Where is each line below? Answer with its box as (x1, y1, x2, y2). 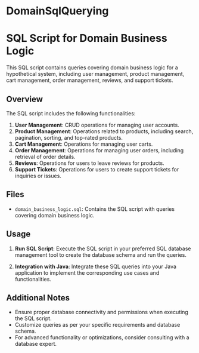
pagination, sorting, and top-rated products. (14, 134, 123, 141)
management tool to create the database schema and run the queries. (14, 251, 186, 258)
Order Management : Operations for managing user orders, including (14, 146, 184, 154)
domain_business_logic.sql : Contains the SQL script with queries (14, 205, 175, 213)
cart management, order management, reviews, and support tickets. (6, 76, 174, 84)
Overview (6, 94, 43, 104)
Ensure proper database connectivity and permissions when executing (14, 309, 189, 316)
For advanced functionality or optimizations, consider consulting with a (14, 334, 189, 341)
